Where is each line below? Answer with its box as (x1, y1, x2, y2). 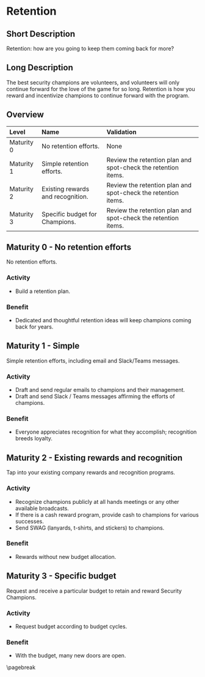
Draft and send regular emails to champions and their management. (15, 387, 185, 394)
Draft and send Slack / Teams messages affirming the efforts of (15, 393, 175, 400)
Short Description (6, 29, 76, 39)
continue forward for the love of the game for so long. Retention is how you (6, 85, 195, 92)
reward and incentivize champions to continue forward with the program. (6, 92, 190, 99)
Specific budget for (41, 210, 98, 218)
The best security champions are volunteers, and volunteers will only (6, 78, 180, 86)
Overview (6, 109, 45, 120)
